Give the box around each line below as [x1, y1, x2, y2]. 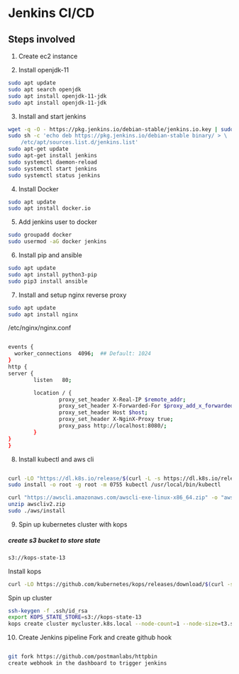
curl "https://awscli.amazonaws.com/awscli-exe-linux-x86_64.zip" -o [8, 494, 218, 501]
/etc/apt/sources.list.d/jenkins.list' [21, 139, 139, 146]
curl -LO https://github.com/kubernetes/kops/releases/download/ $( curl [8, 580, 224, 588]
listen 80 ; [33, 376, 72, 383]
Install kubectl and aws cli [18, 455, 94, 464]
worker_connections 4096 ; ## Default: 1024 [14, 350, 152, 357]
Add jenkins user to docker [18, 218, 98, 226]
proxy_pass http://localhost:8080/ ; [58, 422, 167, 429]
